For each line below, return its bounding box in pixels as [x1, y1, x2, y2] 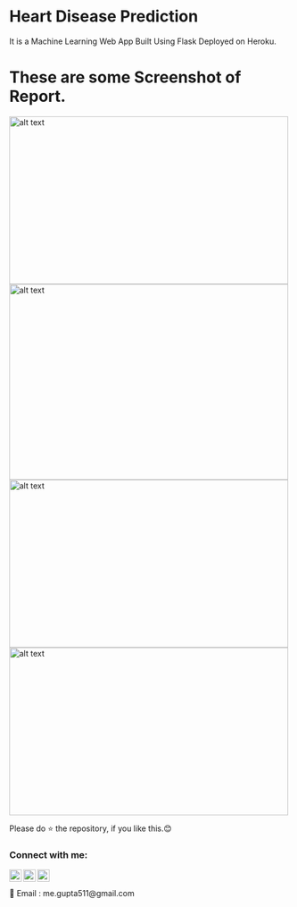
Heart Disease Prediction [9, 6, 199, 27]
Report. [9, 87, 67, 106]
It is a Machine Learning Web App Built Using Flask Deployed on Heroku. [9, 36, 276, 47]
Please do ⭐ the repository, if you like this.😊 [9, 823, 172, 834]
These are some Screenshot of [9, 67, 242, 88]
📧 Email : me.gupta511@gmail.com [9, 888, 136, 899]
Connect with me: [9, 848, 88, 860]
